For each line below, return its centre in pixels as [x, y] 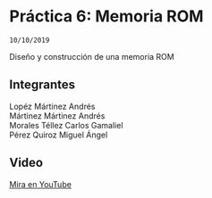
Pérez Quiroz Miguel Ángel [59, 135]
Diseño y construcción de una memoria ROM [92, 56]
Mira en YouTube [40, 184]
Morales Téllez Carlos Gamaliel [66, 125]
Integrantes [42, 85]
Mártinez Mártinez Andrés [57, 115]
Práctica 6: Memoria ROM [106, 16]
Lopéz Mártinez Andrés [52, 106]
